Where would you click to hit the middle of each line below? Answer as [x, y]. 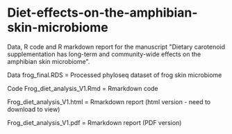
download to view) [34, 109]
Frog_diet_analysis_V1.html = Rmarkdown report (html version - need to [109, 101]
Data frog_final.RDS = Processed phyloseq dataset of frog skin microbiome [115, 75]
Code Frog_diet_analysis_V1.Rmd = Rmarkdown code [83, 88]
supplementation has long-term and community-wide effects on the [104, 54]
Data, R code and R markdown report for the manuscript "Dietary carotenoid [116, 47]
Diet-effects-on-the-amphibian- [102, 13]
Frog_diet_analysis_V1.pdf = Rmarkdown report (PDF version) [94, 122]
